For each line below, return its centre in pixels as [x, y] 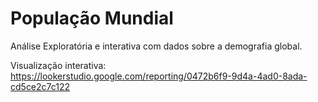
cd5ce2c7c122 [40, 86]
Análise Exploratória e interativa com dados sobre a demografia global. [156, 46]
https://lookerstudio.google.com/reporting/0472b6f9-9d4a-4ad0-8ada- [159, 76]
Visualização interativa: [58, 65]
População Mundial [92, 18]
